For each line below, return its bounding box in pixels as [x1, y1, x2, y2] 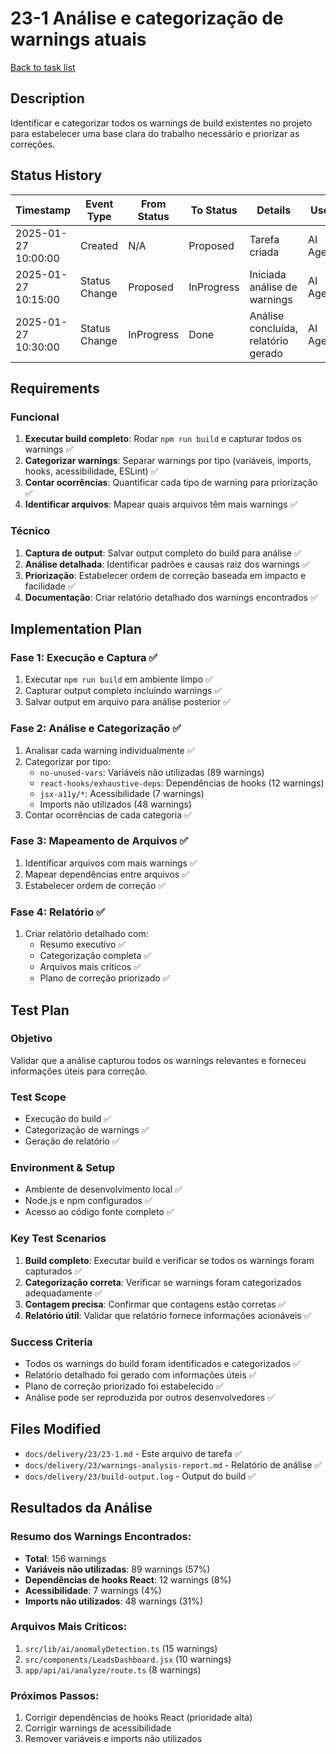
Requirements [10, 380, 100, 397]
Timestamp [15, 203, 72, 217]
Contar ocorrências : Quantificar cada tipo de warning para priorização [24, 477, 318, 489]
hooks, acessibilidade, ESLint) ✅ [24, 465, 159, 477]
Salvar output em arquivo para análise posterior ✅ [24, 696, 232, 708]
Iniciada [249, 267, 287, 281]
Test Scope [10, 1090, 67, 1104]
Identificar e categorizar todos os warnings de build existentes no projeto [10, 117, 313, 129]
